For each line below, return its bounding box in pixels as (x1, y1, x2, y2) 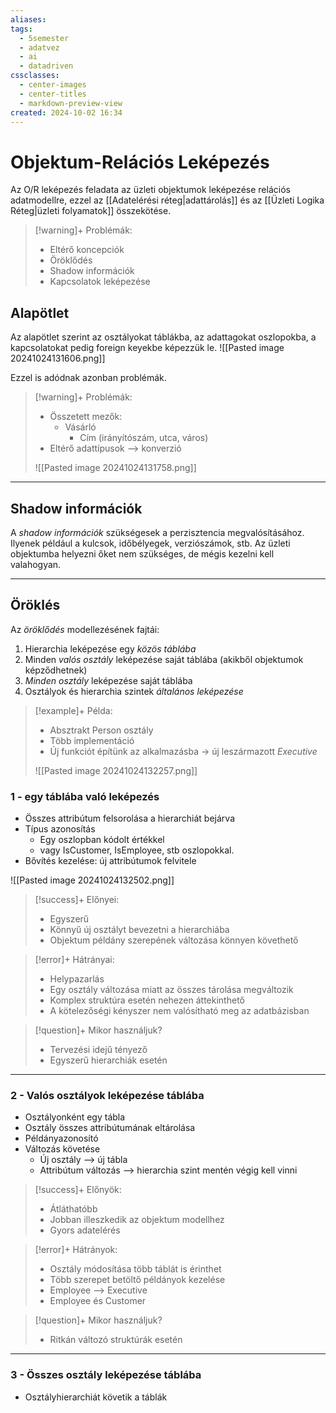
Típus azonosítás (24, 823, 96, 835)
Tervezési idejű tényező (49, 1044, 148, 1056)
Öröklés (10, 597, 61, 614)
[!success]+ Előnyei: (34, 894, 120, 906)
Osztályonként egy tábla (24, 1111, 126, 1123)
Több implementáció (49, 734, 135, 746)
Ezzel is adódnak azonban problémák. (10, 372, 167, 384)
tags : (10, 24, 33, 34)
